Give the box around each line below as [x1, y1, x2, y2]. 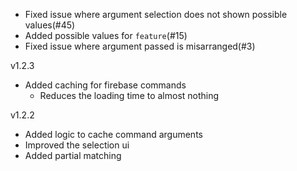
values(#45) [24, 19, 76, 31]
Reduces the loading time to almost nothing [39, 90, 220, 101]
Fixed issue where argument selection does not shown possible [24, 9, 288, 20]
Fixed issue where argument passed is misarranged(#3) [24, 40, 256, 52]
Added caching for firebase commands [24, 79, 187, 91]
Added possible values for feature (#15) [24, 30, 188, 41]
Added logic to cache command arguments [24, 129, 203, 140]
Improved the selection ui [24, 139, 130, 151]
